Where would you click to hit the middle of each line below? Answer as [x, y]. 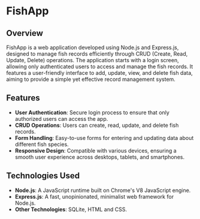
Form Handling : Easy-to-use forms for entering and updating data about [104, 138]
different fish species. [42, 144]
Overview [25, 33]
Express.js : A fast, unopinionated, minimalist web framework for [94, 196]
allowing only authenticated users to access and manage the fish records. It [100, 66]
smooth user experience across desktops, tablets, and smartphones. [99, 157]
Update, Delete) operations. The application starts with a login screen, [93, 60]
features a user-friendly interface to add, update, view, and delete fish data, [99, 73]
